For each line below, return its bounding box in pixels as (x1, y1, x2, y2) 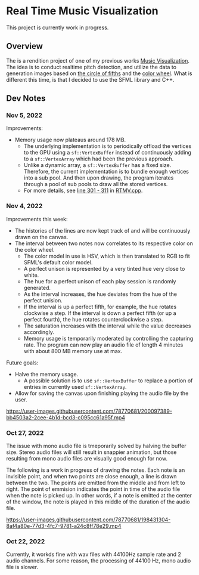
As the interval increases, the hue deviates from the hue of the (23, 290, 178, 298)
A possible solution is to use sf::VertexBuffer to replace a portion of (23, 377, 193, 384)
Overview (6, 41, 43, 51)
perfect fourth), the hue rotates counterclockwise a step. (23, 316, 163, 323)
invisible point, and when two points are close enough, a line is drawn (6, 473, 177, 480)
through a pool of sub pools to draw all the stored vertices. (23, 181, 168, 188)
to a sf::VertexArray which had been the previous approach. (23, 155, 174, 162)
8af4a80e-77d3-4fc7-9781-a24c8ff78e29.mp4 (6, 523, 122, 530)
